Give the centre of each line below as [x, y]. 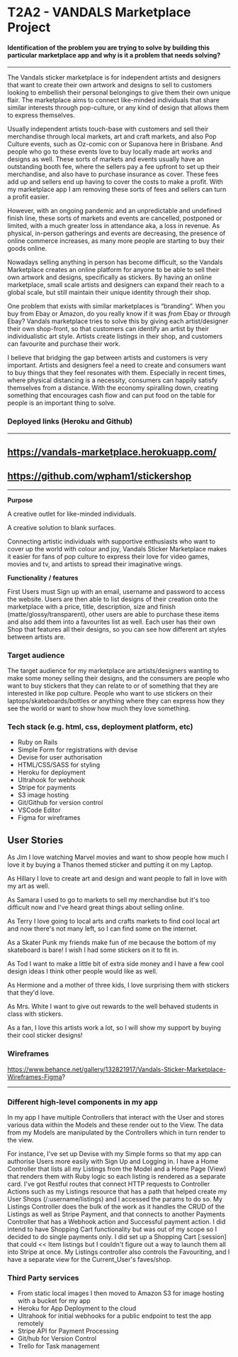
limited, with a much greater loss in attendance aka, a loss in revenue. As [114, 226]
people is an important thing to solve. [62, 403]
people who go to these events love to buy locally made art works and [110, 152]
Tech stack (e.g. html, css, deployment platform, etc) [100, 727]
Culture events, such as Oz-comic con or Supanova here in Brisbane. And [115, 144]
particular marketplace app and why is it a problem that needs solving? [114, 55]
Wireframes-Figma [35, 1076]
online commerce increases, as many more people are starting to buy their [116, 241]
